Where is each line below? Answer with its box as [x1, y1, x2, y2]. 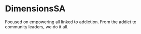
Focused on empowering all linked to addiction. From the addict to [5, 19, 137, 25]
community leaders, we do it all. [5, 24, 69, 29]
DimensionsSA [5, 3, 66, 14]
